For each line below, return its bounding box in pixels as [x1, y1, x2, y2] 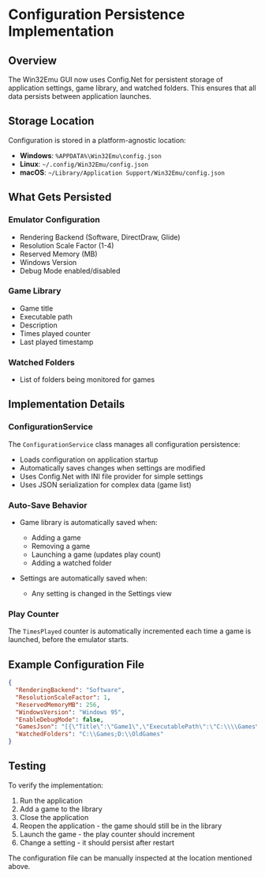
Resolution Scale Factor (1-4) [19, 240, 114, 250]
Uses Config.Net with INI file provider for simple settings [19, 471, 203, 481]
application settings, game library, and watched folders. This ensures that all [8, 83, 256, 93]
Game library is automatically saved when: [19, 518, 158, 527]
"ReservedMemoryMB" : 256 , [15, 701, 101, 709]
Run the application [19, 796, 83, 805]
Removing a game [31, 542, 91, 551]
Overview [8, 54, 58, 67]
